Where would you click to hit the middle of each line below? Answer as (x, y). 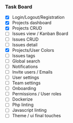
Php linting (23, 105)
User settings (26, 77)
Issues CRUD (25, 39)
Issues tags (24, 55)
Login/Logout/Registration (38, 17)
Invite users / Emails (32, 72)
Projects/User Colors (33, 50)
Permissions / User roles (37, 94)
